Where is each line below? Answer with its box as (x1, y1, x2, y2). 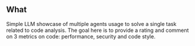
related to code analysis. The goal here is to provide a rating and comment (6, 27, 189, 34)
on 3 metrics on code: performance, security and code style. (6, 32, 156, 40)
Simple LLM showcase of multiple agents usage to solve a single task (6, 20, 177, 27)
